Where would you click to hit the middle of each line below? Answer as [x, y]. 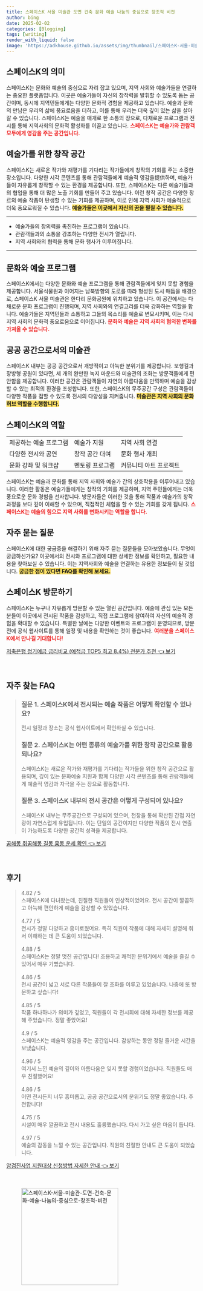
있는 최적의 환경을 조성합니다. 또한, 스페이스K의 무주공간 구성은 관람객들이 [106, 389]
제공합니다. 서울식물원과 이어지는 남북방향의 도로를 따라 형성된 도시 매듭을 [93, 291]
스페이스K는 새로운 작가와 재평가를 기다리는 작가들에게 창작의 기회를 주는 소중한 [100, 170]
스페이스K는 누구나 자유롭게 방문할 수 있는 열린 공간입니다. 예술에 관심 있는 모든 [100, 608]
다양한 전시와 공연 [33, 454]
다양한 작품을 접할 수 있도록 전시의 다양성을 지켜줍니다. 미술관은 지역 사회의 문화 [100, 396]
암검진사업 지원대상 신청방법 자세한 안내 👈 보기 [63, 1165]
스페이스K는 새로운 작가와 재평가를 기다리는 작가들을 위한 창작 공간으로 [104, 768]
